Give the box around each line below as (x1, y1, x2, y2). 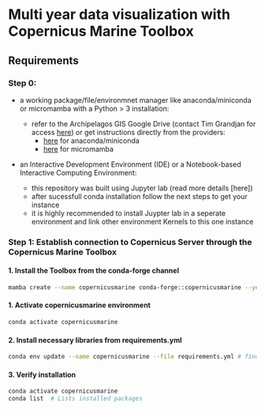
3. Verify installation (8, 370, 77, 379)
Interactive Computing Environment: (19, 167, 137, 177)
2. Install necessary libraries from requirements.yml (8, 335, 183, 344)
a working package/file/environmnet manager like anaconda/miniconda (19, 95, 252, 104)
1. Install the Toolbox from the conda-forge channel (8, 266, 180, 276)
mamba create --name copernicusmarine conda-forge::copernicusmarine (8, 284, 242, 292)
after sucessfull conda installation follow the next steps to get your (31, 191, 248, 201)
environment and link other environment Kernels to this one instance (31, 216, 254, 226)
